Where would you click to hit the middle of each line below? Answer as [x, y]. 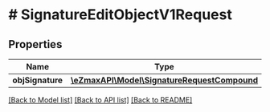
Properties [35, 44]
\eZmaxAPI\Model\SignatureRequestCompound [164, 80]
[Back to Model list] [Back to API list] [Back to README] [100, 100]
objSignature [37, 80]
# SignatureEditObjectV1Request [121, 15]
